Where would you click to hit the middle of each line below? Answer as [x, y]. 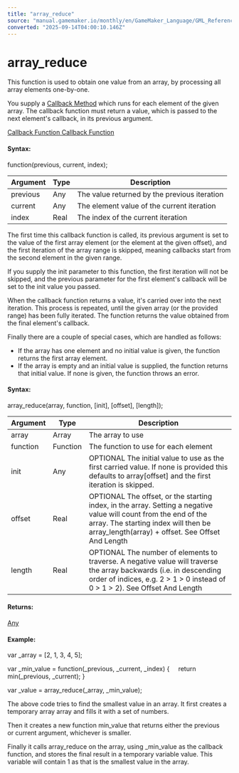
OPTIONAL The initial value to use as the [156, 458]
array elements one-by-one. [49, 90]
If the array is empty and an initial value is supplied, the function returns [123, 366]
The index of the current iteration [132, 217]
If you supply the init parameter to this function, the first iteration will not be [118, 271]
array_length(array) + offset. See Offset [154, 532]
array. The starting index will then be [150, 522]
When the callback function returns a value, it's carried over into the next [115, 300]
